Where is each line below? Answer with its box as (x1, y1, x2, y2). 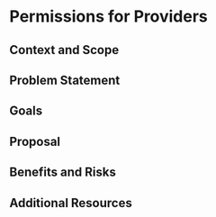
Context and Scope (9, 42, 120, 58)
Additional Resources (9, 195, 132, 211)
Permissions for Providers (9, 6, 209, 27)
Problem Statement (9, 72, 121, 87)
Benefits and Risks (9, 165, 117, 180)
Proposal (9, 133, 61, 149)
